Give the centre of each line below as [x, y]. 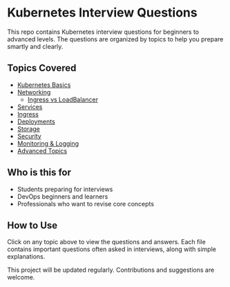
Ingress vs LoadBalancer [63, 99]
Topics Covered [42, 68]
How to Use [32, 225]
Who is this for [39, 173]
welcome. [21, 277]
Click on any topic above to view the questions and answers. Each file [106, 242]
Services [30, 107]
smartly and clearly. [35, 46]
